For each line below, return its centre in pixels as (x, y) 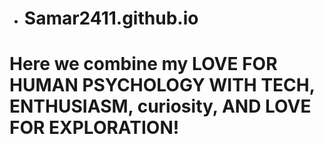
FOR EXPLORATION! (94, 128)
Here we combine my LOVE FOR (143, 64)
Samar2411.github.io (111, 18)
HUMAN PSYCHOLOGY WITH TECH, (162, 85)
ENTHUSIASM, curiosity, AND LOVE (160, 106)
